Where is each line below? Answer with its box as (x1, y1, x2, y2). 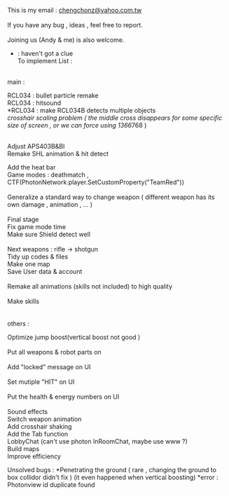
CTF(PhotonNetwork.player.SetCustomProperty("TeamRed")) (7, 178, 184, 186)
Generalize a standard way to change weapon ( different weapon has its (7, 193, 215, 201)
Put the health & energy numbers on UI (7, 392, 120, 401)
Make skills (7, 297, 40, 305)
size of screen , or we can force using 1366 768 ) (7, 121, 147, 129)
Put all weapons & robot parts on (7, 348, 102, 356)
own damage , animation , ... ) (7, 200, 93, 209)
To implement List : (17, 57, 73, 65)
